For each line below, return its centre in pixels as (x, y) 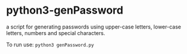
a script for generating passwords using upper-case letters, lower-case (94, 27)
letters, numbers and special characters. (56, 33)
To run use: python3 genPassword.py (50, 45)
